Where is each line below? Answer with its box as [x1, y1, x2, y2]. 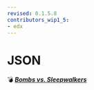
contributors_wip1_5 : [7, 16, 70, 23]
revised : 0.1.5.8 [7, 10, 57, 17]
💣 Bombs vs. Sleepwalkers [7, 76, 87, 84]
